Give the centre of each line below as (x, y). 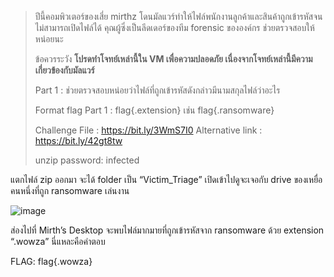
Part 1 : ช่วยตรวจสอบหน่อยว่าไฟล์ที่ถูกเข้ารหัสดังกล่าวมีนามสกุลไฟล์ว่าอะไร (157, 90)
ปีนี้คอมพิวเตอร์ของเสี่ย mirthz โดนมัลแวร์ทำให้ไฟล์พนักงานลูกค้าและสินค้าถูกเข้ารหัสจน (178, 16)
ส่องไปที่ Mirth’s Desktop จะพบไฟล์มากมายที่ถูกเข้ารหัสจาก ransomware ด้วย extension (167, 230)
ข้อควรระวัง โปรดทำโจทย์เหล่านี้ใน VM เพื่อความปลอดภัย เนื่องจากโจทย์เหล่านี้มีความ (173, 59)
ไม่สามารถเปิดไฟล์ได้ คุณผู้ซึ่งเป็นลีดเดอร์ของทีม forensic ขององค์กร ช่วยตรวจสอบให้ (174, 27)
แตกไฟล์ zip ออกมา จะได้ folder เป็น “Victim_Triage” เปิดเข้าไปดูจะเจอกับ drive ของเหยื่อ (166, 179)
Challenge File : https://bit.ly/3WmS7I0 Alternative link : (148, 130)
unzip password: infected (87, 160)
